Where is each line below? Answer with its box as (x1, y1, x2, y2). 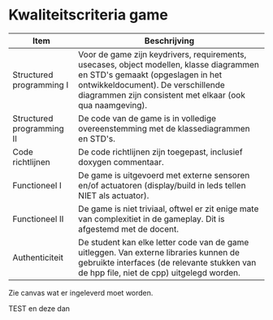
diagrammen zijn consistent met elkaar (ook (78, 89, 245, 101)
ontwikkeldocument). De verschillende (78, 79, 225, 90)
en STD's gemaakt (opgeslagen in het (78, 69, 223, 80)
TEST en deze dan (8, 303, 71, 314)
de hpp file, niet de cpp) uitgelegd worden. (78, 266, 241, 278)
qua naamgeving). (78, 99, 148, 110)
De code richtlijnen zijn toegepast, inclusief (78, 146, 243, 158)
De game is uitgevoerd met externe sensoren (78, 169, 250, 180)
